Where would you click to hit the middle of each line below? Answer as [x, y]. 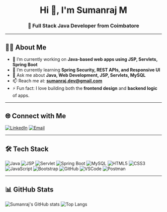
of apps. [21, 96]
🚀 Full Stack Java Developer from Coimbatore [83, 26]
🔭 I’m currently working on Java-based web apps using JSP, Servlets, [85, 59]
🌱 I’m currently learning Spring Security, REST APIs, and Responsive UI [86, 70]
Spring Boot [25, 65]
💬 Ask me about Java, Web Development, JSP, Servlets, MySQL [79, 75]
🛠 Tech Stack [27, 149]
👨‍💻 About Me [26, 47]
